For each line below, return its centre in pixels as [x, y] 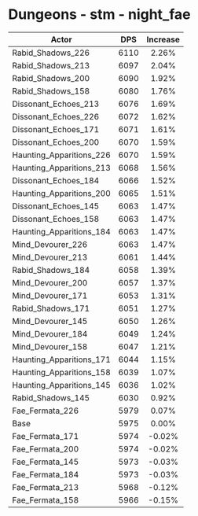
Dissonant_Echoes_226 [56, 116]
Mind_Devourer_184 [50, 334]
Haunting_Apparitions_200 [62, 193]
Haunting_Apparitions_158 [62, 372]
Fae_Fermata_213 [46, 487]
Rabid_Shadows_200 [51, 78]
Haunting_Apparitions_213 [62, 168]
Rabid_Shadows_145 [51, 397]
